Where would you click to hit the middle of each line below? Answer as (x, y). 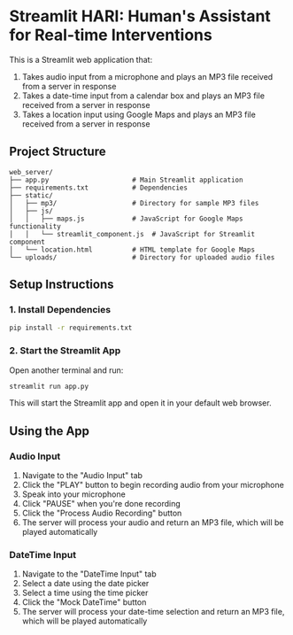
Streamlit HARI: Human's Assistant (140, 16)
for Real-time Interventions (111, 35)
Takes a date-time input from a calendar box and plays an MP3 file (143, 96)
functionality (35, 226)
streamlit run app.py (49, 386)
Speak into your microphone (73, 494)
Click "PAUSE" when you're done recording (101, 504)
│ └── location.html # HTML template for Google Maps (132, 250)
